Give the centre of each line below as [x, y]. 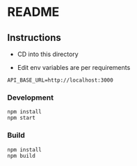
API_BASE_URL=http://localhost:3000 [60, 80]
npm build [22, 156]
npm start [22, 118]
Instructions [34, 38]
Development [31, 98]
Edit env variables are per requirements [74, 67]
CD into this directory [48, 54]
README [33, 12]
